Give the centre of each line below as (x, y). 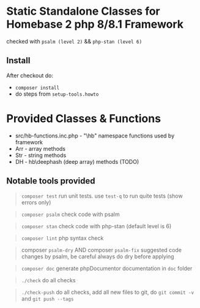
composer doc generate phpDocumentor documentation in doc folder (107, 268)
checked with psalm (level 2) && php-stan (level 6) (74, 41)
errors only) (36, 202)
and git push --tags (47, 298)
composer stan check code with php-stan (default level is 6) (96, 226)
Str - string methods (41, 155)
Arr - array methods (40, 148)
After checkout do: (30, 75)
